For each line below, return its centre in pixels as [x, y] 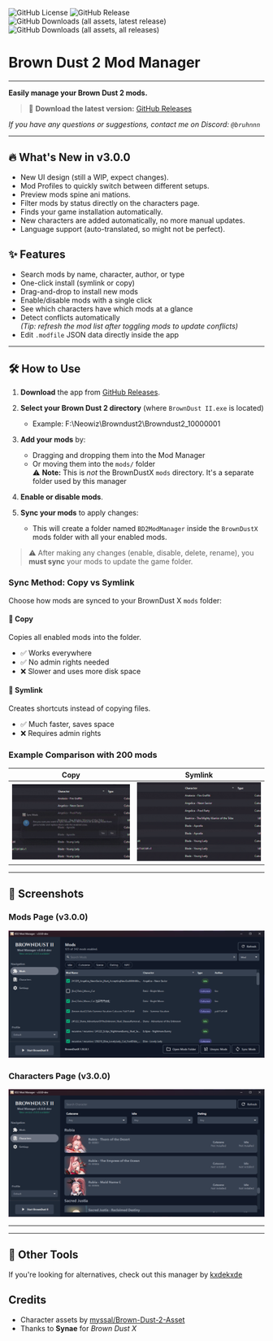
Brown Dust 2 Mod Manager [104, 63]
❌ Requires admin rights [61, 734]
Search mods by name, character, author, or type [102, 274]
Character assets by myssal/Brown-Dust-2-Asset [102, 1319]
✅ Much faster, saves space [67, 725]
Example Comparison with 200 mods [83, 755]
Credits [28, 1300]
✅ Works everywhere [56, 653]
